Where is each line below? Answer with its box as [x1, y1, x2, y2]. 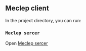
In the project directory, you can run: [5, 17, 81, 23]
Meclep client [5, 4, 49, 13]
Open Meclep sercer [5, 40, 48, 46]
